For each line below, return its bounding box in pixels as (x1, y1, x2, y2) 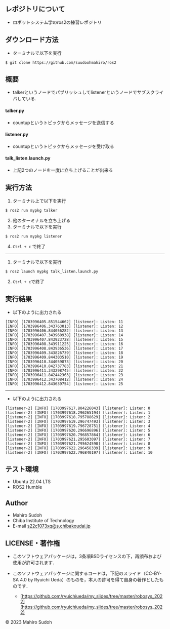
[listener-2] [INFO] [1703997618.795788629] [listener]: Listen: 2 (5, 414, 151, 419)
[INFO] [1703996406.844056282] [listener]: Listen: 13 (5, 328, 123, 333)
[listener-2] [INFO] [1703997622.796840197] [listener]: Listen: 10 (5, 450, 153, 455)
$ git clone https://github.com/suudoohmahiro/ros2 (5, 60, 116, 65)
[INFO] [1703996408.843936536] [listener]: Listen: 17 (5, 346, 123, 351)
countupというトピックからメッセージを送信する (12, 120, 114, 126)
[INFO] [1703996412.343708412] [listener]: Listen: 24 (5, 377, 123, 382)
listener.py (5, 131, 29, 138)
